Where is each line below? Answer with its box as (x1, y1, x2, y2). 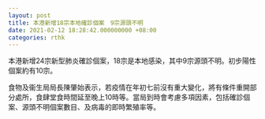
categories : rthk (8, 33, 65, 42)
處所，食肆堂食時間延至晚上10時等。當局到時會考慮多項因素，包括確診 (14, 92, 244, 102)
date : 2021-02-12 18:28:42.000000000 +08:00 (8, 26, 157, 34)
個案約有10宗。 (8, 66, 58, 76)
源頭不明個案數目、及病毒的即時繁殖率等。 (21, 102, 160, 112)
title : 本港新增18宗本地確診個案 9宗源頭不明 (8, 19, 144, 27)
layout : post (8, 11, 51, 20)
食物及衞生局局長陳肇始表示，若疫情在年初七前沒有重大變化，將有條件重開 (8, 83, 250, 92)
